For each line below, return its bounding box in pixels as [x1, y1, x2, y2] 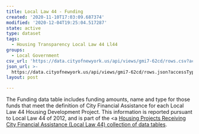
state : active [6, 25, 41, 31]
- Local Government [11, 53, 60, 58]
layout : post [6, 74, 38, 80]
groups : [6, 47, 25, 53]
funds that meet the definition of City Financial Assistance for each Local [6, 102, 184, 109]
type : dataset [6, 31, 41, 37]
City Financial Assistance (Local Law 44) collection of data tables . [6, 121, 168, 128]
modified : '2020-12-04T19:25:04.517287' [6, 19, 108, 25]
